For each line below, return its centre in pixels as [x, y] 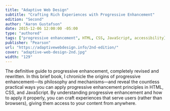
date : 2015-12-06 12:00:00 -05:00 [42, 29]
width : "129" [19, 57]
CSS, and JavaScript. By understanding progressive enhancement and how [84, 93]
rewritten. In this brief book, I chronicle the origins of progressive [73, 77]
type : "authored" [24, 33]
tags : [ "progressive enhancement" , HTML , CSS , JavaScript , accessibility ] [86, 38]
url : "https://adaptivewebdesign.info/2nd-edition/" [62, 47]
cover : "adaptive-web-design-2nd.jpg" [46, 52]
